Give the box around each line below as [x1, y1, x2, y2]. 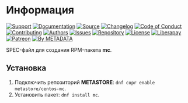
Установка [6, 63, 47, 73]
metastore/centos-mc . [14, 85, 66, 92]
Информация [6, 3, 75, 17]
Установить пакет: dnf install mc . [14, 91, 100, 98]
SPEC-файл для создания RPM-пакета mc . [6, 46, 112, 53]
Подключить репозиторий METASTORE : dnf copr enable [14, 79, 155, 86]
